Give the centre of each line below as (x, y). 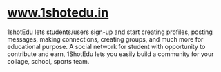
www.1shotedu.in (58, 13)
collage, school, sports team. (48, 61)
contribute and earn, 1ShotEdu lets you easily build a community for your (110, 54)
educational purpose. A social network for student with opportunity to (106, 46)
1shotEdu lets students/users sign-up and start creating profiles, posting (110, 32)
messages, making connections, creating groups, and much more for (105, 39)
